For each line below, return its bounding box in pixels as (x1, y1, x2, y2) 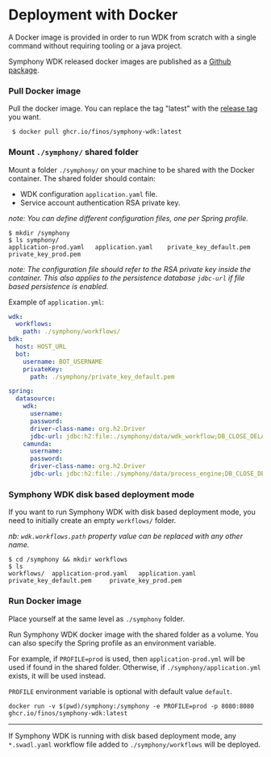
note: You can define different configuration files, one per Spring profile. (8, 213, 248, 223)
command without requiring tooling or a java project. (8, 40, 183, 50)
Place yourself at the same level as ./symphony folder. (8, 613, 186, 623)
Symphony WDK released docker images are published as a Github (8, 56, 231, 66)
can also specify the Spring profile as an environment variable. (8, 638, 216, 647)
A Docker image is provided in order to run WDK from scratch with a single (8, 32, 256, 42)
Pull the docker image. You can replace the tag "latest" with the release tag (8, 103, 258, 114)
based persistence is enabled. (8, 281, 109, 291)
